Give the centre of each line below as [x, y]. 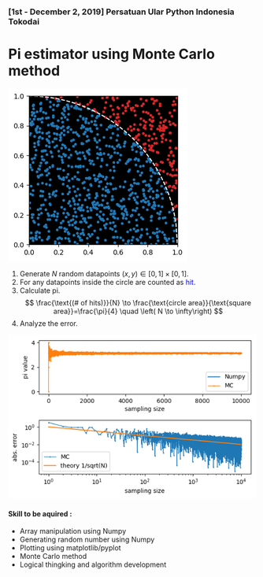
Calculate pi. [40, 290]
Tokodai [24, 21]
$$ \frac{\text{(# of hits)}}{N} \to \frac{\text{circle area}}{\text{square [138, 302]
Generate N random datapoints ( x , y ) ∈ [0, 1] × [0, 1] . [104, 273]
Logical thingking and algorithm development [93, 564]
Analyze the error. [49, 323]
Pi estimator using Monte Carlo [111, 54]
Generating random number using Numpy [87, 540]
